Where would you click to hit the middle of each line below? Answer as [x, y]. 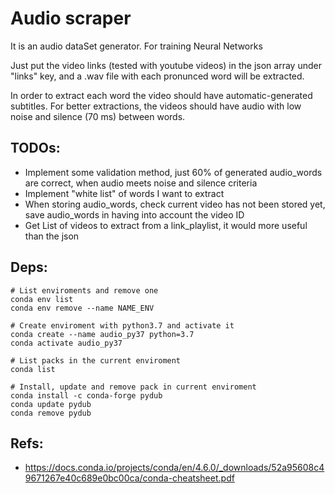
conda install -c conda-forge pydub [86, 395]
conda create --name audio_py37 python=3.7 [102, 334]
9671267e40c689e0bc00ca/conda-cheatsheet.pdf [129, 478]
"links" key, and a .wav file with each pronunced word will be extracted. [157, 76]
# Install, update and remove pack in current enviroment [133, 387]
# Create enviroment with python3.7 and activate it [122, 325]
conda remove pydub [51, 413]
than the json [52, 236]
